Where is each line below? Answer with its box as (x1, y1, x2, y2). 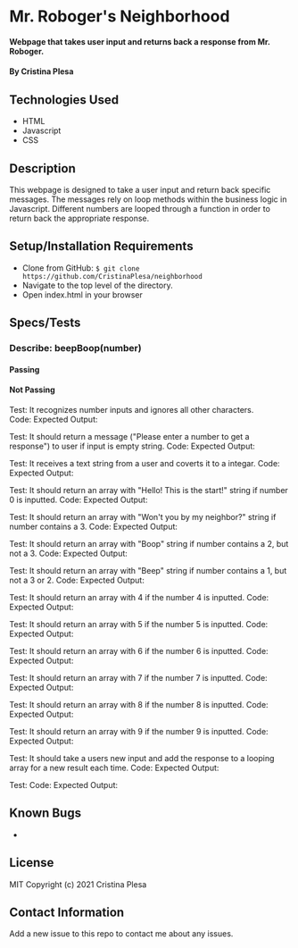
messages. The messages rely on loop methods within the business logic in (9, 194, 287, 205)
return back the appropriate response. (9, 213, 150, 223)
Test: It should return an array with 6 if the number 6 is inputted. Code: (9, 645, 269, 656)
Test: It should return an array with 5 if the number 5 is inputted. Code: (9, 618, 269, 629)
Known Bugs (9, 806, 82, 821)
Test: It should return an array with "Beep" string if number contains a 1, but (9, 565, 287, 575)
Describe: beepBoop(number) (9, 342, 142, 355)
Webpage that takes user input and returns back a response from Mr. (9, 36, 270, 46)
